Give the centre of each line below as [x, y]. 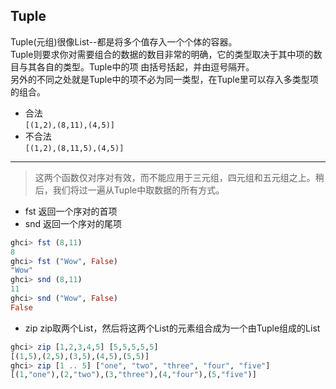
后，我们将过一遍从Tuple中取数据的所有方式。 [129, 190]
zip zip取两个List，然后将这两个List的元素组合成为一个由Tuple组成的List [172, 328]
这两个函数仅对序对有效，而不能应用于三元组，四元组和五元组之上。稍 [179, 177]
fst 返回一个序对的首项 [71, 211]
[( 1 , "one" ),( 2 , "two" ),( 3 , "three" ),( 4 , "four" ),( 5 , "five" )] [133, 375]
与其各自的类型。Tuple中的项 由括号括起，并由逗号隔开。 [136, 66]
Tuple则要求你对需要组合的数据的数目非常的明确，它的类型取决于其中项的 [162, 54]
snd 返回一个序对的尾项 [73, 223]
